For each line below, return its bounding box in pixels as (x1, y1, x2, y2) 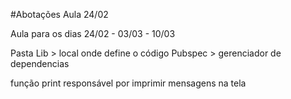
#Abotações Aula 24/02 (10, 9, 109, 20)
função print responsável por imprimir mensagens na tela (10, 77, 247, 89)
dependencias (10, 58, 70, 69)
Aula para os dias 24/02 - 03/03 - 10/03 (10, 28, 176, 39)
